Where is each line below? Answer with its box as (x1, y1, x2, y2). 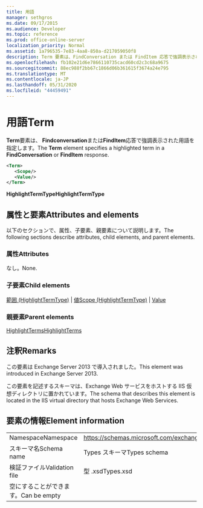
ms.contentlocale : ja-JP (6, 76, 69, 82)
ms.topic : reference (6, 31, 59, 37)
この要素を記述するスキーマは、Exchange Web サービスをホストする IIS (6, 382, 185, 389)
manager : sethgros (6, 15, 53, 21)
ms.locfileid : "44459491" (6, 88, 71, 94)
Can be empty (21, 491, 61, 500)
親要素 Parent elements (6, 313, 74, 321)
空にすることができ (9, 482, 65, 490)
